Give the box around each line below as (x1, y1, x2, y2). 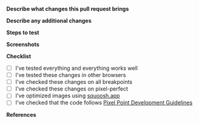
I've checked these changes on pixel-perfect (15, 85, 128, 92)
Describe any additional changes (6, 17, 92, 24)
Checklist (6, 53, 32, 60)
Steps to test (6, 29, 40, 36)
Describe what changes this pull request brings (6, 6, 129, 12)
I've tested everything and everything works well (15, 64, 138, 72)
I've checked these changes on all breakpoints (15, 78, 133, 86)
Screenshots (6, 41, 40, 48)
